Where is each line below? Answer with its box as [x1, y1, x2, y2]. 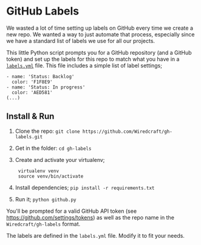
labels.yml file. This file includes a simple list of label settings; [6, 62, 163, 69]
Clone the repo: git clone [15, 127, 80, 135]
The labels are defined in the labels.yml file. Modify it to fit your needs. [6, 232, 185, 239]
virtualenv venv [18, 168, 60, 174]
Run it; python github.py [15, 195, 77, 203]
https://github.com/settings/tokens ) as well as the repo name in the [6, 213, 175, 221]
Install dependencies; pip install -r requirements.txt [15, 184, 155, 191]
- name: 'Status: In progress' [6, 84, 86, 90]
